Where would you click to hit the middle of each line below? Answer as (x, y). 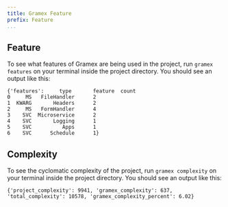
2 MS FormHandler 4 (52, 109)
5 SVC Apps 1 (52, 127)
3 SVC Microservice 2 (52, 115)
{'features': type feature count (72, 91)
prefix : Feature (30, 20)
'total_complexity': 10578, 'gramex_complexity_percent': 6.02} (101, 197)
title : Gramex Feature (39, 13)
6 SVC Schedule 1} (53, 133)
